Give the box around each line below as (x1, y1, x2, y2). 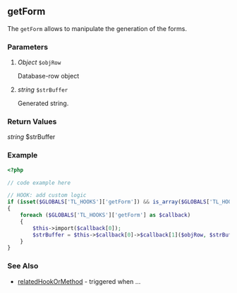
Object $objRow (17, 58, 61, 66)
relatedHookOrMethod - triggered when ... (17, 277, 141, 285)
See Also (7, 261, 39, 271)
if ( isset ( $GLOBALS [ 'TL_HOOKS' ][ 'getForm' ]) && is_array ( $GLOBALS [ (7, 198, 210, 205)
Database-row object (17, 72, 80, 80)
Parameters (7, 42, 48, 52)
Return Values (7, 116, 57, 126)
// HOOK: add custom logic (7, 192, 87, 199)
